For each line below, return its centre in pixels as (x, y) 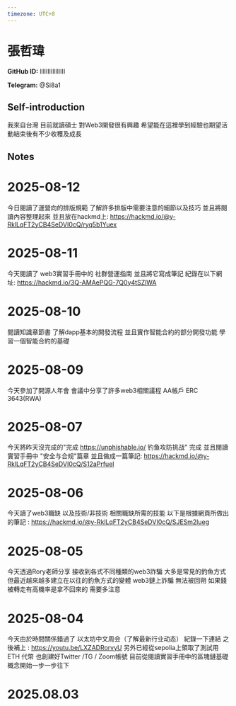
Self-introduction (46, 107)
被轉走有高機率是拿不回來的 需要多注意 (64, 589)
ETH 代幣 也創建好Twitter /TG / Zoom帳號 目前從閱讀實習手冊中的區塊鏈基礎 (118, 656)
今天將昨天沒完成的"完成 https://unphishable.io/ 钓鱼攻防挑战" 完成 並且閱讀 (118, 448)
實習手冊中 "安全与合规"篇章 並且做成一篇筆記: (75, 456)
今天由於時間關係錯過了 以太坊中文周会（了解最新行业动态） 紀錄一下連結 (114, 639)
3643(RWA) (24, 398)
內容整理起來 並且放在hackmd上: (61, 216)
